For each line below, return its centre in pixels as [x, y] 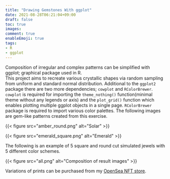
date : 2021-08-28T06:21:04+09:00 [41, 15]
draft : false [19, 19]
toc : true [16, 24]
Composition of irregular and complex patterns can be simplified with [78, 67]
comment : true [20, 34]
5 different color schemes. [33, 151]
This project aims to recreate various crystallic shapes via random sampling [84, 78]
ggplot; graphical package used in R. [44, 72]
